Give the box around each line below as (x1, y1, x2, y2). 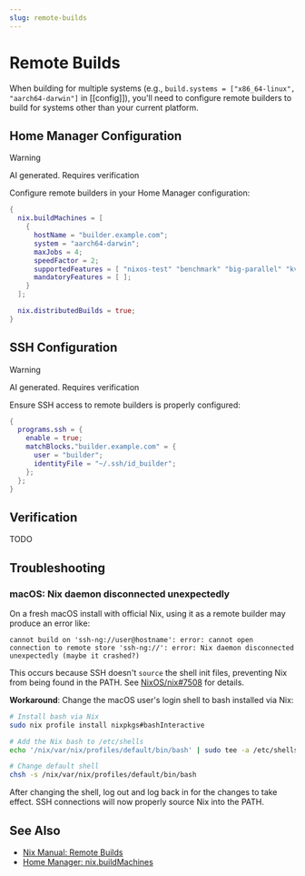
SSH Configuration (9, 340, 118, 356)
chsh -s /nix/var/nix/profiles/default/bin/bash (9, 770, 197, 780)
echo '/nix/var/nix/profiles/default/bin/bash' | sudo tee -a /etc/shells (9, 745, 299, 755)
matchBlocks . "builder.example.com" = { (25, 442, 177, 451)
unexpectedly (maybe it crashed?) (9, 651, 141, 660)
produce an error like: (9, 618, 91, 629)
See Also (9, 822, 61, 838)
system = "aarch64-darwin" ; (33, 238, 141, 248)
